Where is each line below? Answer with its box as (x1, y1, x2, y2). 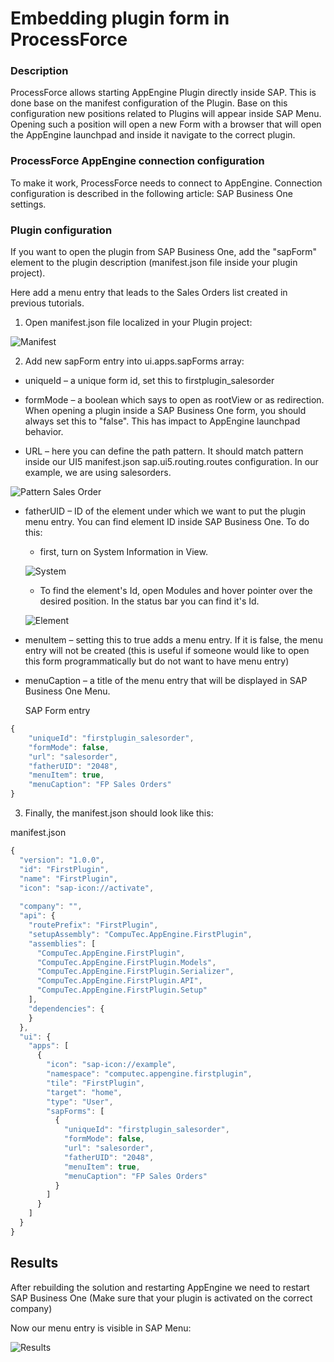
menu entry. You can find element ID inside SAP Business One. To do (24, 516, 310, 528)
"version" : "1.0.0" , (19, 855, 105, 865)
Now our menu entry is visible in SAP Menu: (10, 1322, 192, 1334)
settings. (10, 198, 47, 210)
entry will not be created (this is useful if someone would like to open (24, 645, 310, 657)
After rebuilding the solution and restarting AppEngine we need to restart (10, 1281, 310, 1293)
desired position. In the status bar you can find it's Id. (39, 595, 260, 607)
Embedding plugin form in (10, 7, 230, 30)
